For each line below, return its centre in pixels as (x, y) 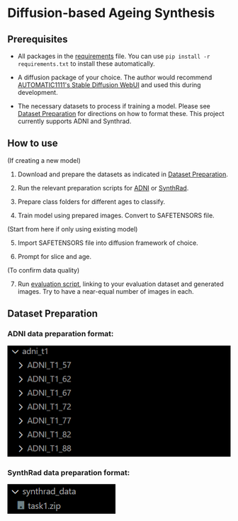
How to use (33, 143)
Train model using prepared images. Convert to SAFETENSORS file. (116, 215)
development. (38, 92)
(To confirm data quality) (44, 270)
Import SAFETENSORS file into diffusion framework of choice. (108, 243)
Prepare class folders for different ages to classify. (91, 201)
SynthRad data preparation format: (69, 472)
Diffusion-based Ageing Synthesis (111, 13)
